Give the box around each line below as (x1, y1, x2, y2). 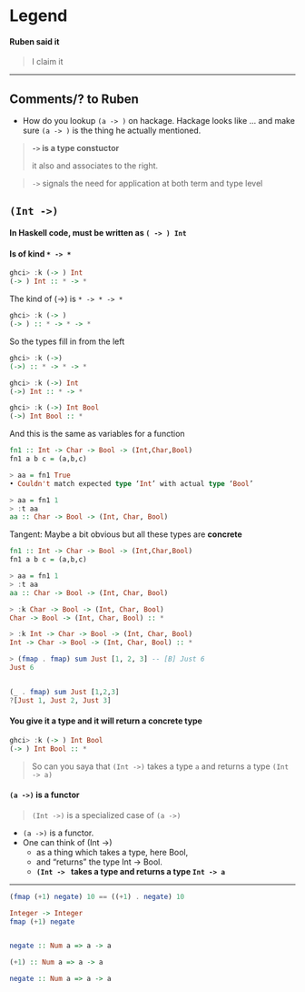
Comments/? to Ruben (9, 91, 139, 106)
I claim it (31, 56, 64, 67)
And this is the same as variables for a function (9, 429, 185, 440)
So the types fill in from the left (9, 336, 125, 347)
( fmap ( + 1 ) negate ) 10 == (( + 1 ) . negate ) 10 (9, 892, 185, 901)
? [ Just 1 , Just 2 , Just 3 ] (9, 695, 112, 705)
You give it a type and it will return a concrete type (9, 715, 202, 726)
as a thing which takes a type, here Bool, (35, 846, 189, 857)
